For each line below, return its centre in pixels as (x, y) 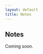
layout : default (21, 10)
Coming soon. (19, 46)
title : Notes (18, 14)
